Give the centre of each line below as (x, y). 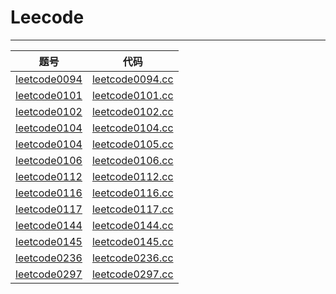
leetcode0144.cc (132, 225)
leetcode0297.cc (132, 274)
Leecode (47, 17)
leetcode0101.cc (132, 95)
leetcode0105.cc (132, 144)
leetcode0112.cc (132, 176)
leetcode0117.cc (132, 209)
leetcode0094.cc (132, 79)
